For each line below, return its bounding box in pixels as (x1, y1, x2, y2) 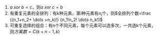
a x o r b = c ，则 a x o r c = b (9, 4, 63, 10)
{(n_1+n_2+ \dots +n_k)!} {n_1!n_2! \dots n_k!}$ (9, 17, 103, 22)
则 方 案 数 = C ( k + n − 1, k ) (9, 28, 60, 34)
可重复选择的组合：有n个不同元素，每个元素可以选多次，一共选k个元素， (9, 22, 156, 28)
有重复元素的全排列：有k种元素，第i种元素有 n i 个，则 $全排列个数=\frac (9, 10, 151, 17)
